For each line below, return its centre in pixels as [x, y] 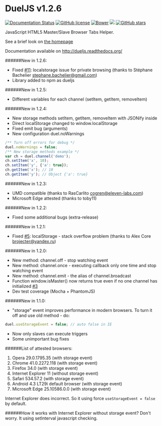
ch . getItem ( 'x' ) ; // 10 [29, 170]
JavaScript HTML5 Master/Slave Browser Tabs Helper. [60, 32]
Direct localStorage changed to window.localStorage [65, 123]
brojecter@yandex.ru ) [34, 241]
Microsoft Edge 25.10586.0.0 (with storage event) [61, 389]
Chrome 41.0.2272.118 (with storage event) [55, 363]
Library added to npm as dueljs [43, 80]
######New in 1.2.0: [26, 251]
